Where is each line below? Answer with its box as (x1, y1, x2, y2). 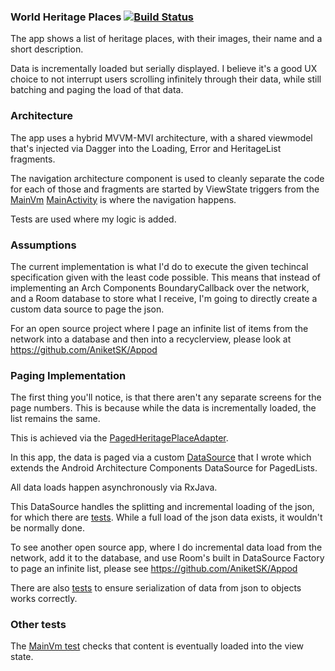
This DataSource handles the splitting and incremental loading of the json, (10, 501, 315, 513)
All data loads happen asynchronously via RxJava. (10, 481, 218, 494)
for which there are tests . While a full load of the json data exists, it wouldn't (10, 511, 323, 524)
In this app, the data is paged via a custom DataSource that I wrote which (10, 451, 312, 464)
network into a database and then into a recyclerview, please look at (10, 333, 292, 345)
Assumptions (10, 238, 77, 252)
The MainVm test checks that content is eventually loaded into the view (10, 640, 305, 652)
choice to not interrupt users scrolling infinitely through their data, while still (10, 73, 322, 85)
